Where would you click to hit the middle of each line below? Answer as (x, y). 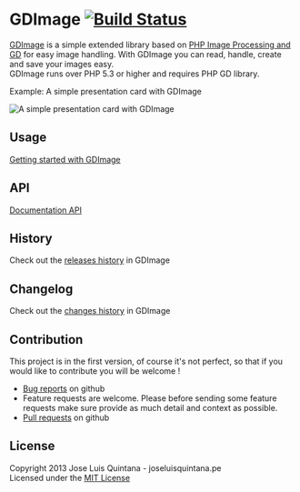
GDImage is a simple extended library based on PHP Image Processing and (150, 45)
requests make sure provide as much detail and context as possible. (150, 408)
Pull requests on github (66, 417)
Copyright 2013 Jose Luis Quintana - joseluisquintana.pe (115, 467)
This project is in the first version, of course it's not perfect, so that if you (146, 361)
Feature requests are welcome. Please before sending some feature (150, 398)
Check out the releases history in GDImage (90, 260)
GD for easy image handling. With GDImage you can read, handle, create (145, 54)
